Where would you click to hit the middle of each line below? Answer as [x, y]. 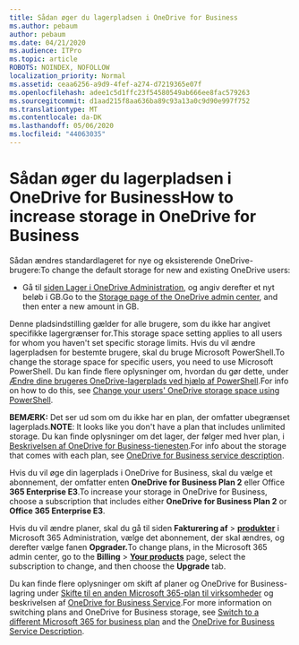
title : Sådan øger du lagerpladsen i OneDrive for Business [124, 17]
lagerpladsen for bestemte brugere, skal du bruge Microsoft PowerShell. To [147, 352]
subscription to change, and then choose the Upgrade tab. [118, 566]
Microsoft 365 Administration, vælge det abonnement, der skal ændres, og [147, 537]
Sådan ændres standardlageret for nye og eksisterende [111, 260]
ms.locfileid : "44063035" [57, 134]
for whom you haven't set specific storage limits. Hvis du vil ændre [132, 342]
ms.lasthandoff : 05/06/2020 [62, 126]
